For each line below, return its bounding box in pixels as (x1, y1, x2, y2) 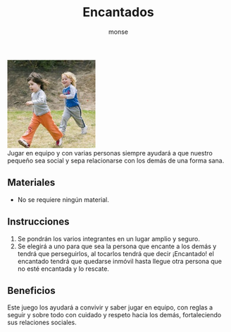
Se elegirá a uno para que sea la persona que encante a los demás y (17, 242, 217, 250)
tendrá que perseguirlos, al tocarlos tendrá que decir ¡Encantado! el (17, 249, 215, 257)
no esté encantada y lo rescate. (17, 264, 109, 273)
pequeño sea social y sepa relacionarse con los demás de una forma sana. (7, 156, 225, 165)
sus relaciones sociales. (7, 318, 77, 327)
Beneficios (7, 284, 56, 296)
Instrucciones (7, 216, 70, 228)
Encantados (82, 4, 155, 20)
